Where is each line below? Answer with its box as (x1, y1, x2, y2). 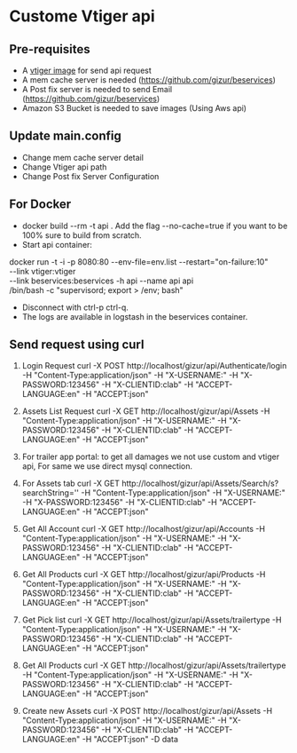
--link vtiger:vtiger (9, 266, 76, 276)
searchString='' (21, 487, 80, 498)
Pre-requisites (9, 42, 90, 57)
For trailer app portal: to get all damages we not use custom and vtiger (21, 451, 280, 463)
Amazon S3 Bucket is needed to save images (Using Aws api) (21, 103, 246, 113)
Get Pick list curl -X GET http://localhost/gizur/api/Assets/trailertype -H (21, 614, 282, 625)
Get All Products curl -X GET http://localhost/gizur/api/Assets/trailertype (21, 660, 286, 671)
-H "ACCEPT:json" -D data (82, 734, 179, 745)
